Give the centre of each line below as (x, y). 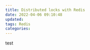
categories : (18, 29)
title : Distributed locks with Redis (45, 10)
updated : (14, 19)
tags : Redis (18, 24)
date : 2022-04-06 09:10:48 (34, 15)
